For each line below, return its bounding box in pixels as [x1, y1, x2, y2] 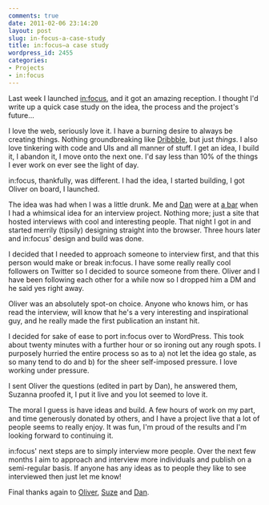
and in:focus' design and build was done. [8, 233, 144, 243]
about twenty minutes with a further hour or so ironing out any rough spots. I [8, 340, 261, 349]
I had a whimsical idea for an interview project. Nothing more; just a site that [8, 208, 259, 217]
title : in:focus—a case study [8, 42, 110, 50]
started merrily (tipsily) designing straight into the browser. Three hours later [8, 225, 261, 235]
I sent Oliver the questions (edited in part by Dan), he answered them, [8, 381, 238, 390]
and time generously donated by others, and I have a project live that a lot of [8, 414, 260, 423]
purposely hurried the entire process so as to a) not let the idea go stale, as [8, 348, 257, 358]
